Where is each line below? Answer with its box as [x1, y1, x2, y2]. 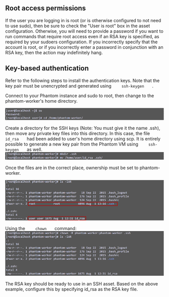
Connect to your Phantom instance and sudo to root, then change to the [5, 93, 154, 99]
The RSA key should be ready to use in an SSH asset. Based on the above [5, 281, 158, 287]
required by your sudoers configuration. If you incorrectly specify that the [5, 39, 158, 45]
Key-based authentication [5, 64, 89, 72]
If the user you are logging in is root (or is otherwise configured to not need [5, 17, 161, 23]
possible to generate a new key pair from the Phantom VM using [5, 141, 138, 147]
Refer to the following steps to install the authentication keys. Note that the [5, 78, 160, 84]
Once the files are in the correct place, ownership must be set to [5, 165, 139, 171]
